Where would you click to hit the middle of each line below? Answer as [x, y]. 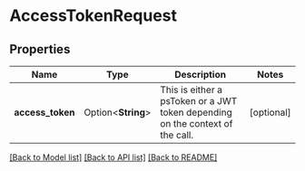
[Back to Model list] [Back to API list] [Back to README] [113, 157]
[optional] [270, 112]
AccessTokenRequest [93, 16]
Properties [40, 49]
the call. [177, 135]
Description [201, 75]
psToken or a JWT [199, 101]
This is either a [191, 90]
